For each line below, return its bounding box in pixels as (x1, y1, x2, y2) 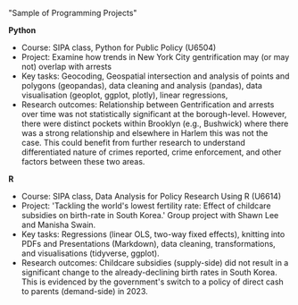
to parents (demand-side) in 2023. (21, 286, 148, 296)
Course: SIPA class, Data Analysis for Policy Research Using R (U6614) (21, 191, 282, 201)
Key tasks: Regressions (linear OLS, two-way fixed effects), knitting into (21, 229, 286, 240)
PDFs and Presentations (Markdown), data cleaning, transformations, (21, 239, 276, 249)
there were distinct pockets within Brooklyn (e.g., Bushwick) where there (21, 118, 289, 129)
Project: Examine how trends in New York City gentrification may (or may (21, 52, 290, 62)
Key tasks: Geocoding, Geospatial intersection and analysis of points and (21, 71, 290, 81)
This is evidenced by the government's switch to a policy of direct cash (21, 276, 285, 287)
